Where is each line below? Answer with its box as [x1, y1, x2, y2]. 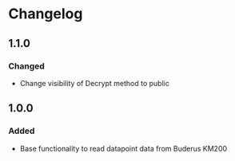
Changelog [8, 5, 83, 23]
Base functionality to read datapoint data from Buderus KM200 [19, 143, 228, 153]
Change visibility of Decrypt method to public [19, 78, 169, 88]
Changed [8, 61, 46, 72]
